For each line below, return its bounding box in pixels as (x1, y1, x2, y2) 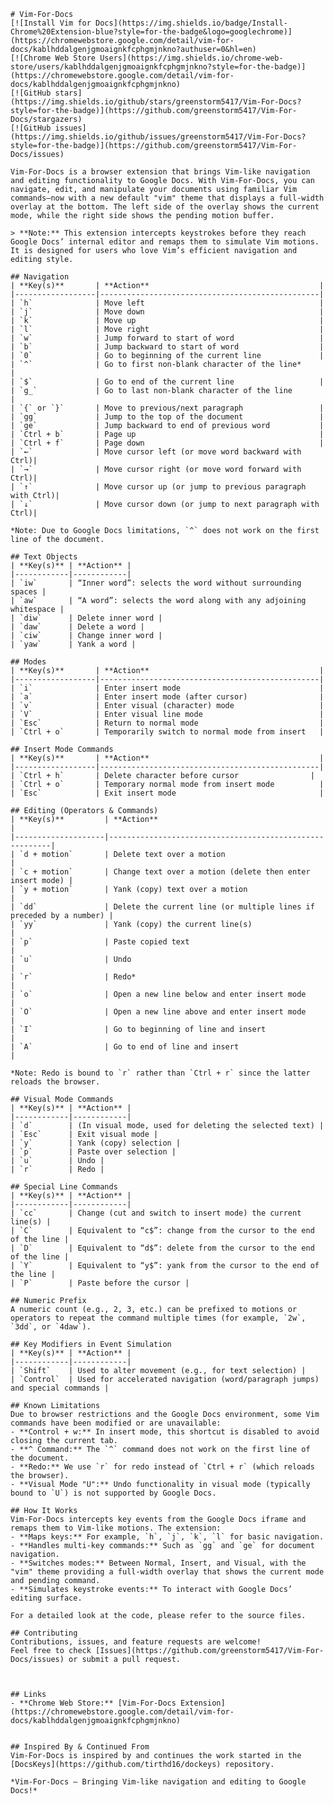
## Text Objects (10, 552, 78, 562)
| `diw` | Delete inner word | (10, 613, 163, 623)
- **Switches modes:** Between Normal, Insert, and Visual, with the (10, 1558, 307, 1568)
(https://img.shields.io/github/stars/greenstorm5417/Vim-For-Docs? (10, 97, 302, 107)
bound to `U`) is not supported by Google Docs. (10, 1488, 217, 1498)
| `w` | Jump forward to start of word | (10, 333, 325, 343)
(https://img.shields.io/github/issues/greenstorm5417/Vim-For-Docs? (10, 132, 307, 142)
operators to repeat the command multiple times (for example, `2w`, (10, 1313, 307, 1323)
